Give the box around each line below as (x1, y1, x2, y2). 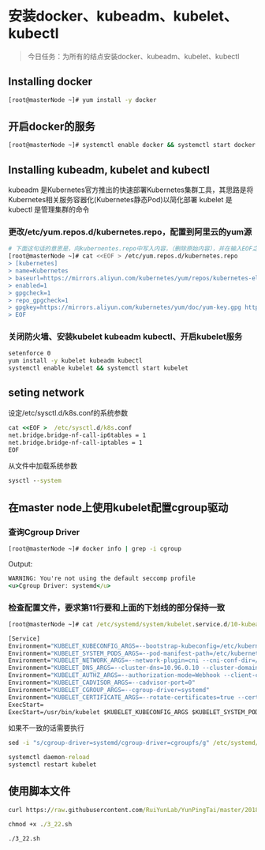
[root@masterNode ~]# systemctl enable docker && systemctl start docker (8, 141, 256, 149)
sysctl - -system (8, 477, 62, 485)
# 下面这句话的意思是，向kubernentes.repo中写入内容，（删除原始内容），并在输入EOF (8, 245, 253, 253)
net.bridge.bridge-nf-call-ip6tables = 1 (8, 431, 147, 439)
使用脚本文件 (8, 784, 71, 798)
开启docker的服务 (8, 120, 96, 134)
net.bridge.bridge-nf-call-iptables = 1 (8, 438, 144, 446)
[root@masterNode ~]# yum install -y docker (8, 96, 157, 103)
